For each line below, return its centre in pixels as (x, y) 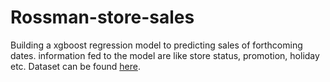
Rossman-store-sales (102, 17)
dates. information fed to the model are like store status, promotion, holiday (165, 55)
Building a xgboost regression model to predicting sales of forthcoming (156, 45)
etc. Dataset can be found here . (75, 66)
